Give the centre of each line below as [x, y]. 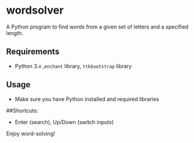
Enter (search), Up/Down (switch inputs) [64, 122]
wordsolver [35, 10]
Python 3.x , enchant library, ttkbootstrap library [73, 66]
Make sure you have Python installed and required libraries [87, 99]
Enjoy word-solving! [31, 134]
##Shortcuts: [22, 110]
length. [15, 33]
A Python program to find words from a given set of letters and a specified [97, 27]
